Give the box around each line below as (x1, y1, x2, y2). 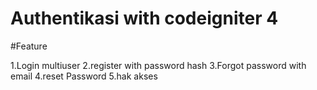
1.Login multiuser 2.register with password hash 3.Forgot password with (10, 59, 307, 71)
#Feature (10, 40, 48, 52)
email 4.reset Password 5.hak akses (10, 70, 158, 82)
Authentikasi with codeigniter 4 (10, 7, 279, 30)
